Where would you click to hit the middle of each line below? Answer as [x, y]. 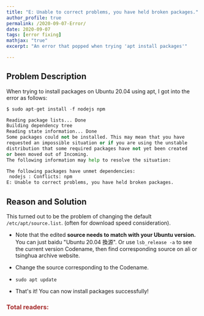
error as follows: [27, 98]
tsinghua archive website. [47, 256]
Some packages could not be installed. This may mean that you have [96, 137]
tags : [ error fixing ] [34, 35]
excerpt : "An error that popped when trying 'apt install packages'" [97, 47]
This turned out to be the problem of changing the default [79, 216]
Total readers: [28, 307]
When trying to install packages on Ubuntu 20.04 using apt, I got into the [98, 91]
